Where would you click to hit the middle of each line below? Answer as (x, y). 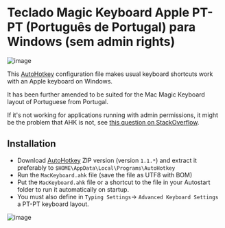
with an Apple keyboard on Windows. (60, 81)
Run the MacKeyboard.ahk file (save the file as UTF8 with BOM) (105, 175)
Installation (32, 144)
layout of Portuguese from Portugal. (58, 101)
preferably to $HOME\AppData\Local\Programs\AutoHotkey (96, 167)
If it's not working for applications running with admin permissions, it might (113, 115)
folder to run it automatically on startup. (73, 189)
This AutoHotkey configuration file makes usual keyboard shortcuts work (110, 74)
